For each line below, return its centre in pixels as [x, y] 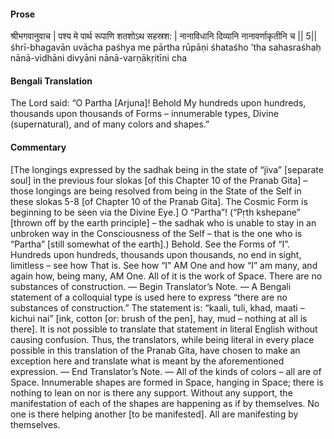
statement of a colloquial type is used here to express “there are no [149, 297]
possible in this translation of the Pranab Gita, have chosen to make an [155, 350]
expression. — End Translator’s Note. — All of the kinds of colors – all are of [166, 371]
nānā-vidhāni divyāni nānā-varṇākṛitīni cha [99, 58]
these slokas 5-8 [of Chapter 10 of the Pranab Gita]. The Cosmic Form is [159, 201]
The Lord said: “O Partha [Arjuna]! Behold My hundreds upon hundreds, [158, 103]
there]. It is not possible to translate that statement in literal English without [164, 329]
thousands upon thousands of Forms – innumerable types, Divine [144, 114]
